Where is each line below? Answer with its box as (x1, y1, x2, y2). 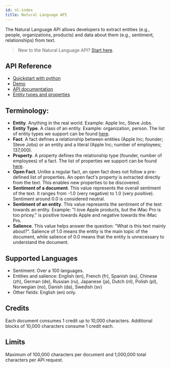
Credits (5, 304, 30, 313)
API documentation (12, 86, 54, 92)
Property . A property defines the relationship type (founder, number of (12, 153, 162, 159)
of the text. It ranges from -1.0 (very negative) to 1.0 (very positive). (12, 190, 154, 197)
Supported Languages (5, 254, 78, 263)
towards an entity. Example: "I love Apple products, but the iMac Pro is (12, 207, 161, 213)
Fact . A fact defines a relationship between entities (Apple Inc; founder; (12, 136, 163, 142)
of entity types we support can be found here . (12, 131, 110, 137)
